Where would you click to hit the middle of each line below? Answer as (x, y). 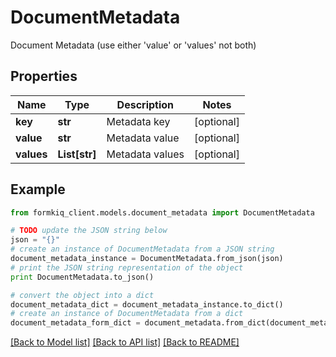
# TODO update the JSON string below (89, 231)
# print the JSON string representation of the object (127, 267)
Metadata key (138, 121)
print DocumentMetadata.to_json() (82, 277)
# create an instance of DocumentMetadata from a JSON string (142, 249)
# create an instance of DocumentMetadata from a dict (127, 314)
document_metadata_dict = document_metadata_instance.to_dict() (147, 304)
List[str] (77, 154)
